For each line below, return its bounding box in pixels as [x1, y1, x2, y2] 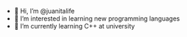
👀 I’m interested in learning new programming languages [14, 14, 180, 23]
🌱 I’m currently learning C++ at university [14, 22, 135, 30]
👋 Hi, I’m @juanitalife [14, 7, 75, 15]
